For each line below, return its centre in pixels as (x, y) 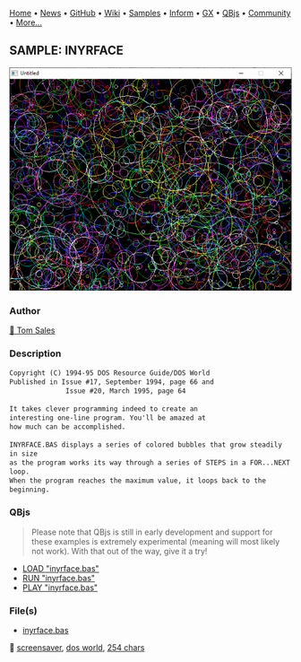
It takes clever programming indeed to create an (104, 409)
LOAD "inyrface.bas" (61, 568)
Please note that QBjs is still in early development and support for (152, 532)
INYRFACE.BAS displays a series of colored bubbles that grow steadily (146, 445)
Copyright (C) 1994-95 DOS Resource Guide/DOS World (110, 373)
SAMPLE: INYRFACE (66, 51)
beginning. (30, 490)
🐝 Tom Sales (32, 330)
